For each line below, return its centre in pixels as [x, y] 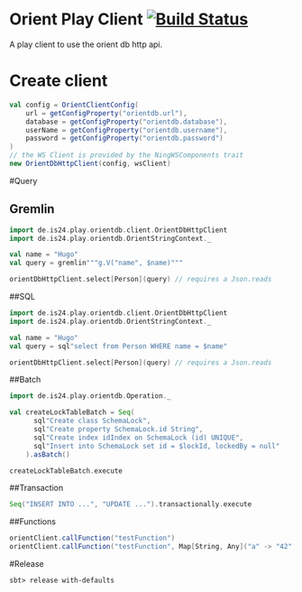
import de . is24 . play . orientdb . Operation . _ [90, 396]
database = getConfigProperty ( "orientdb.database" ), [127, 122]
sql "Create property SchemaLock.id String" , [118, 430]
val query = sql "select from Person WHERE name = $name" [119, 346]
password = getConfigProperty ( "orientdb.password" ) [124, 139]
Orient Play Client [76, 19]
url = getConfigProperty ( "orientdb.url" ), [106, 113]
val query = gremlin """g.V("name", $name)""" [96, 263]
